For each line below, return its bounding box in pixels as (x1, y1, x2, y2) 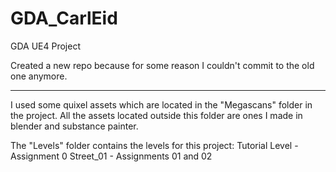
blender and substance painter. (10, 120, 139, 132)
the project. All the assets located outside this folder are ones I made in (10, 109, 303, 121)
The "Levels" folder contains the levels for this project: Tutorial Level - (10, 139, 299, 151)
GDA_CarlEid (10, 7, 118, 30)
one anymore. (10, 70, 68, 82)
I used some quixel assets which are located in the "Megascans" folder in (10, 98, 313, 111)
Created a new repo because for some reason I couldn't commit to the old (10, 59, 315, 71)
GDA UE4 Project (10, 40, 81, 52)
